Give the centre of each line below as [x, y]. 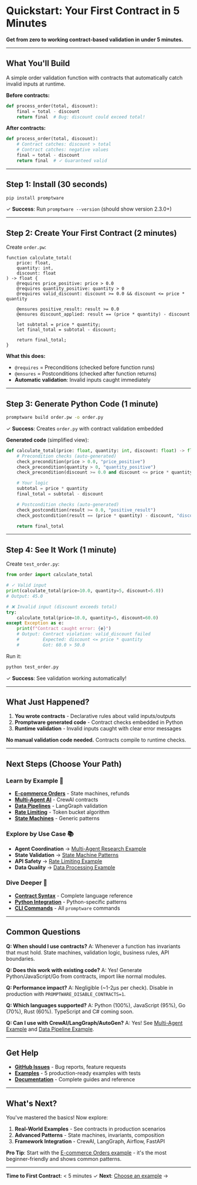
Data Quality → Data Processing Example [65, 868]
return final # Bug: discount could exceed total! [81, 117]
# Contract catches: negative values [63, 150]
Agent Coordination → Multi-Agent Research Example [80, 849]
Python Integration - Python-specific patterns [71, 902]
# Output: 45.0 [25, 596]
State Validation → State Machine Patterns [67, 855]
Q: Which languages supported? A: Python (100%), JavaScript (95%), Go [96, 1005]
